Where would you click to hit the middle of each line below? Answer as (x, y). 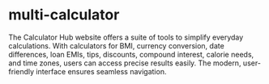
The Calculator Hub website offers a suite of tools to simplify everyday (126, 37)
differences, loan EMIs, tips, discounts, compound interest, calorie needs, (131, 54)
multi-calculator (64, 15)
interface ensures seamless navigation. (101, 71)
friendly (21, 71)
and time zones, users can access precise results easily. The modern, (125, 63)
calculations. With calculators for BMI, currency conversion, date (116, 45)
